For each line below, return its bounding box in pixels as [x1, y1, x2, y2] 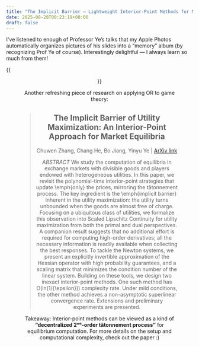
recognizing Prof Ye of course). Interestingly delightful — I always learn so [6, 49, 188, 56]
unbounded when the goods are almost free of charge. [40, 203, 174, 210]
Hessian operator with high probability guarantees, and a [37, 259, 176, 267]
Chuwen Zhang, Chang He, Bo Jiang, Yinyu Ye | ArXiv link [36, 147, 178, 154]
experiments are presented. [73, 304, 141, 311]
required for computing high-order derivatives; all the [41, 234, 172, 241]
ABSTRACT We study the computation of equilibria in [42, 158, 172, 166]
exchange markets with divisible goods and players [44, 165, 170, 172]
